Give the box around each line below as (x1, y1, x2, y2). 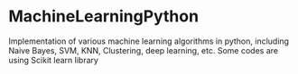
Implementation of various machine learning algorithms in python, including (8, 36, 290, 46)
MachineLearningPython (8, 6, 200, 27)
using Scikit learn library (8, 54, 98, 65)
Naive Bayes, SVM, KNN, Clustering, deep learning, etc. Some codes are (8, 45, 279, 55)
